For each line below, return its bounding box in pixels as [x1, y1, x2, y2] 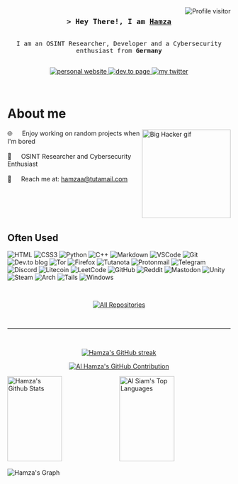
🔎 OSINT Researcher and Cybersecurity [7, 152, 132, 161]
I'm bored [7, 137, 35, 146]
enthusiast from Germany [76, 47, 162, 55]
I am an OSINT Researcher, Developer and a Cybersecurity [16, 40, 222, 48]
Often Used [7, 232, 59, 244]
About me [7, 106, 67, 122]
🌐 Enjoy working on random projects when [7, 129, 140, 137]
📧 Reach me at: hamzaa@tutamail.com [7, 175, 128, 184]
